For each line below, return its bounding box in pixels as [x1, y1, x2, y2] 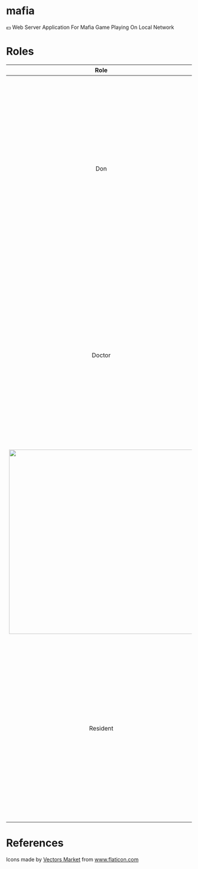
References [6, 837, 64, 850]
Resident [89, 724, 114, 732]
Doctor [91, 351, 111, 359]
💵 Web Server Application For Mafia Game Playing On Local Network [6, 24, 174, 31]
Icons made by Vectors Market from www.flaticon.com [6, 855, 139, 863]
